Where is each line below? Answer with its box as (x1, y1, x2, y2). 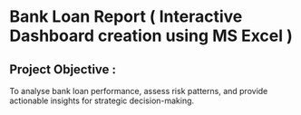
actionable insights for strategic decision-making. (9, 95, 195, 106)
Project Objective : (9, 62, 116, 77)
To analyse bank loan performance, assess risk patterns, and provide (9, 86, 268, 96)
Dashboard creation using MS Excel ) (9, 25, 293, 46)
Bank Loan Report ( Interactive (9, 6, 243, 27)
